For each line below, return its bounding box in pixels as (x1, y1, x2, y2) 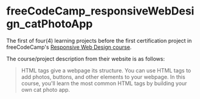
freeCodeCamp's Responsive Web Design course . (6, 43, 132, 51)
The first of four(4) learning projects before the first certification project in (6, 37, 192, 44)
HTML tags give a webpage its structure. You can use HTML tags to (21, 66, 191, 74)
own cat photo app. (21, 86, 71, 93)
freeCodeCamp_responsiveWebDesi (6, 4, 195, 18)
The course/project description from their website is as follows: (6, 55, 165, 62)
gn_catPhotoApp (6, 17, 93, 31)
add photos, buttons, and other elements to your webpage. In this (21, 73, 185, 80)
